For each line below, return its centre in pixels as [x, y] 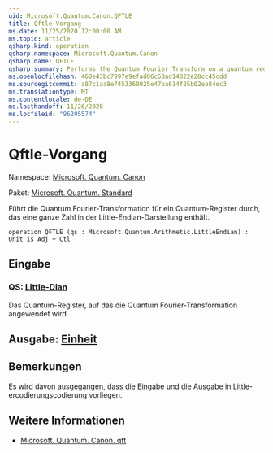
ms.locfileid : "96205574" [52, 115]
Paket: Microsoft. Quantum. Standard [70, 193]
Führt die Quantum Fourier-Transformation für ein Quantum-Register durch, [134, 208]
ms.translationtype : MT [49, 91]
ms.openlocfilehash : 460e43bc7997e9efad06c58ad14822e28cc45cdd [118, 76]
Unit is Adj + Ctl [39, 239]
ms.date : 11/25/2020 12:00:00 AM [65, 31]
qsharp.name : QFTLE [41, 62]
